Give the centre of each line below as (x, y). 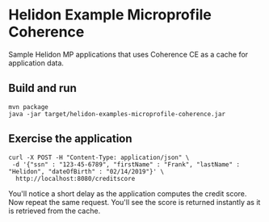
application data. (36, 63)
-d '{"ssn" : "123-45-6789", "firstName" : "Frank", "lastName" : (126, 164)
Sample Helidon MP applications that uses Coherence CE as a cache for (128, 54)
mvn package (28, 107)
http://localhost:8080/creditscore (76, 178)
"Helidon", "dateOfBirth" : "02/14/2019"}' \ (86, 171)
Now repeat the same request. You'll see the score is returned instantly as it (134, 202)
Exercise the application (70, 139)
